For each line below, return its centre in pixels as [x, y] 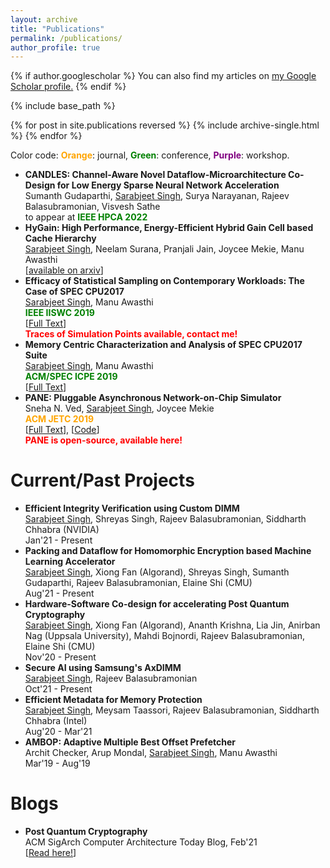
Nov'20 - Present [60, 657]
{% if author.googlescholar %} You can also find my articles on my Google [163, 76]
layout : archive [44, 19]
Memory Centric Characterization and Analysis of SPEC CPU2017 [163, 345]
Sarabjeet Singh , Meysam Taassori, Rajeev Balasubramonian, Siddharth [172, 710]
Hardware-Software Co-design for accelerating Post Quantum [157, 604]
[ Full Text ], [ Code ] [62, 430]
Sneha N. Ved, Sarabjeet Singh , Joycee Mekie [119, 408]
